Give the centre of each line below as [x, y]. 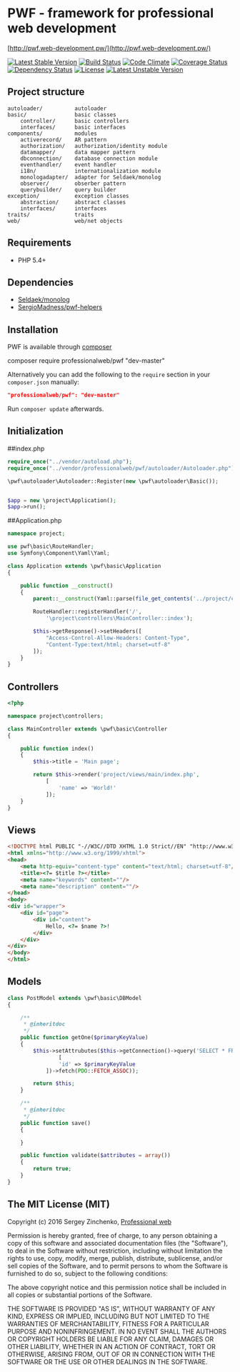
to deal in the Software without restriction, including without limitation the [115, 1251]
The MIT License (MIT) [59, 1205]
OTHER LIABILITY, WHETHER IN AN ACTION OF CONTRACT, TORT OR [111, 1346]
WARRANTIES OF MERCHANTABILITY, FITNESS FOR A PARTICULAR [108, 1323]
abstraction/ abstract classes [73, 202]
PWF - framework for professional [111, 13]
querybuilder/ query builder [68, 190]
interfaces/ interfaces [64, 209]
